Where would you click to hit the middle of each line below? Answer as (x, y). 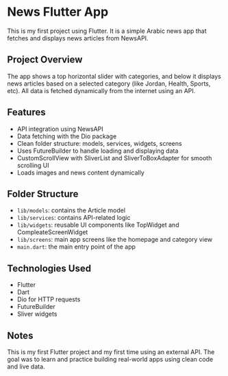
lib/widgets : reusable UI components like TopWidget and (98, 225)
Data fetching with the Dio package (67, 136)
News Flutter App (58, 12)
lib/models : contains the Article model (71, 210)
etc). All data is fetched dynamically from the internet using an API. (101, 90)
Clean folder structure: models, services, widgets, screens (100, 143)
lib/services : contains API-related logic (74, 218)
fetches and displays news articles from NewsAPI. (78, 38)
